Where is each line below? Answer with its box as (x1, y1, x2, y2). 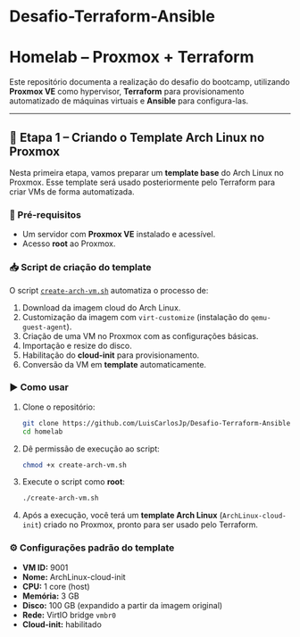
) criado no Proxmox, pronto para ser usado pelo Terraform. (38, 519, 259, 530)
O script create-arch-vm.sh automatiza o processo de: (9, 285, 209, 295)
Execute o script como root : (21, 476, 125, 487)
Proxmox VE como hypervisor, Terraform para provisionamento (9, 87, 245, 97)
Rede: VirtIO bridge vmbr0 (21, 609, 116, 620)
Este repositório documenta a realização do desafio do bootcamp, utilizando (9, 77, 290, 87)
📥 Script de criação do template (9, 261, 152, 274)
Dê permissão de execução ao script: (21, 443, 161, 454)
